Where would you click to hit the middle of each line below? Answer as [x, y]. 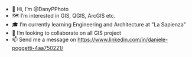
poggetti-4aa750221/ [38, 48]
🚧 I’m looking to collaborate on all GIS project [66, 33]
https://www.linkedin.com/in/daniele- [123, 39]
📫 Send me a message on [44, 39]
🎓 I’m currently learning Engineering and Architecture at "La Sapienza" [99, 24]
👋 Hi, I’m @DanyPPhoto [40, 9]
